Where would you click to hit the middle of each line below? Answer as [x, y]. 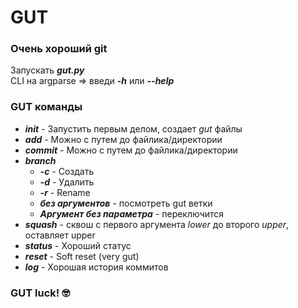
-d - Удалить [67, 182]
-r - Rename [65, 192]
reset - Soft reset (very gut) [82, 256]
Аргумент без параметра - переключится [132, 213]
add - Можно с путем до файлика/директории [123, 139]
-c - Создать [67, 171]
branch [40, 160]
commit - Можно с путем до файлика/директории [131, 150]
